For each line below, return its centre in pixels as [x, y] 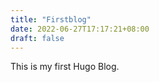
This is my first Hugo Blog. [65, 67]
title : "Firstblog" [51, 19]
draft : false [37, 38]
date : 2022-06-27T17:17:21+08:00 [80, 29]
